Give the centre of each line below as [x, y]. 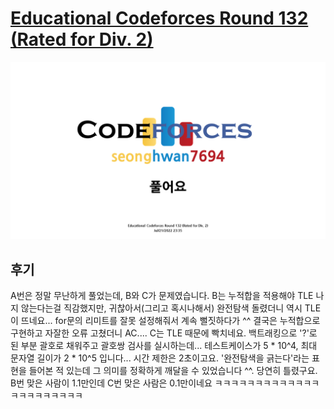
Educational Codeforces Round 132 [159, 18]
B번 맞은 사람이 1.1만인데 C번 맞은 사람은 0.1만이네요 [111, 383]
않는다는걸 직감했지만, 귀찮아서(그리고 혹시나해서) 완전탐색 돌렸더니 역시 [161, 308]
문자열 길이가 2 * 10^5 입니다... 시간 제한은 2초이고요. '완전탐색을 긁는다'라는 [160, 358]
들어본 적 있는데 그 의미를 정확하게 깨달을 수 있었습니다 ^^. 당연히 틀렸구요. [173, 371]
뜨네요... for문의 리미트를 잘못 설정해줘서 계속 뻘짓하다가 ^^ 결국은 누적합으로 [170, 321]
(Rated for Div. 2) [82, 39]
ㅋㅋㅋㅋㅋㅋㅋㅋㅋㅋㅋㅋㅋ [267, 383]
